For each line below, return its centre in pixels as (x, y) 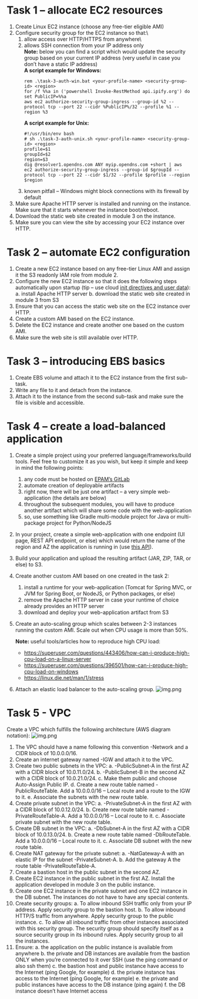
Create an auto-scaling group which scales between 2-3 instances (96, 623)
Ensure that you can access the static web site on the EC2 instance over (103, 306)
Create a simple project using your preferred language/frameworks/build (103, 455)
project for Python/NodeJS (79, 523)
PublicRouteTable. (37, 791)
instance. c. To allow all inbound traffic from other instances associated (102, 922)
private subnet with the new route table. (63, 822)
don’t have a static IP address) (61, 64)
